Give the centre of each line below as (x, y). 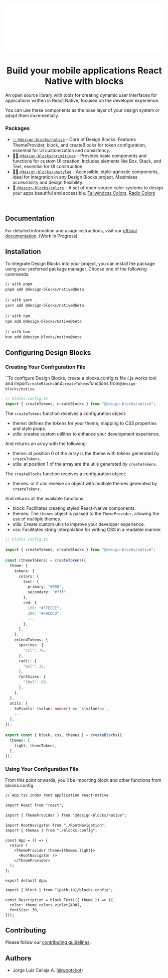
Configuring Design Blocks (48, 353)
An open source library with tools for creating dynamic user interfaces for (81, 95)
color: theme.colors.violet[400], (46, 905)
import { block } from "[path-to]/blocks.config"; (59, 890)
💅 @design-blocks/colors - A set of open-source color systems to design (88, 188)
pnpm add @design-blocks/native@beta (45, 290)
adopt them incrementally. (32, 115)
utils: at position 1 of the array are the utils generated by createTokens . (85, 464)
